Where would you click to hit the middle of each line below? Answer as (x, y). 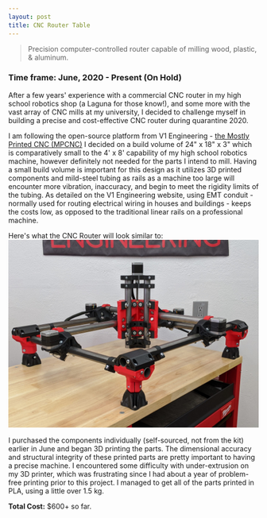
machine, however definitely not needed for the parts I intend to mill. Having (132, 161)
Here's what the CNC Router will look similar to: (86, 235)
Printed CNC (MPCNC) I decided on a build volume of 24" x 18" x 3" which (130, 144)
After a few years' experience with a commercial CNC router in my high (125, 95)
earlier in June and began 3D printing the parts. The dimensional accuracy (130, 448)
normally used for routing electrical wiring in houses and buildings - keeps (130, 203)
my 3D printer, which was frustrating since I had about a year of (112, 474)
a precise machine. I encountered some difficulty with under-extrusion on (128, 466)
